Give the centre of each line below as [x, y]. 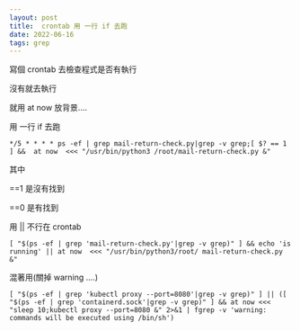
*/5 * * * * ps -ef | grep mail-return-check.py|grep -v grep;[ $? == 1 [148, 144]
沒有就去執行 [33, 89]
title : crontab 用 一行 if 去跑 [68, 26]
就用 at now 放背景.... [49, 108]
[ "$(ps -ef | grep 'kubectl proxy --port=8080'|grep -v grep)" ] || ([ [148, 295]
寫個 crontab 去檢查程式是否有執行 [73, 69]
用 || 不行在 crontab [45, 227]
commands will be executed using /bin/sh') [92, 318]
